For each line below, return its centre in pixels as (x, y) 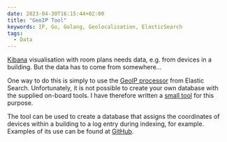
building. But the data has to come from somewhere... (85, 67)
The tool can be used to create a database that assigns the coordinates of (113, 117)
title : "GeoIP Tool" (37, 20)
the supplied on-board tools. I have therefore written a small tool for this (111, 96)
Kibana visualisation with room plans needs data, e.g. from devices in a (109, 59)
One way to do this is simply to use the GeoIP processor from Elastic (106, 80)
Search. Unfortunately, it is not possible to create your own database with (113, 88)
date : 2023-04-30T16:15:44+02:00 (56, 14)
